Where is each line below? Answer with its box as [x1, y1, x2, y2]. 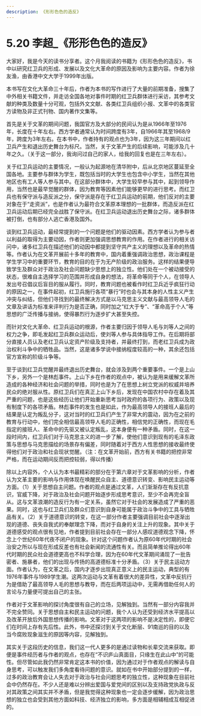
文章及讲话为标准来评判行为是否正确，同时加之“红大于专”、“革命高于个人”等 [6, 303, 194, 310]
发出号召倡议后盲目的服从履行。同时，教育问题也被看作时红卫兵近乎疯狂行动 [6, 280, 195, 287]
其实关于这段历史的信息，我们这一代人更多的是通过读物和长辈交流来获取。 [6, 643, 190, 650]
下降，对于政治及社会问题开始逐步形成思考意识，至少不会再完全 [26, 490, 184, 497]
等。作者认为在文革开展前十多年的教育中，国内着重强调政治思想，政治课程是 [6, 250, 195, 257]
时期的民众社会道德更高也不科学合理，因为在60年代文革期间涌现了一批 [11, 550, 186, 557]
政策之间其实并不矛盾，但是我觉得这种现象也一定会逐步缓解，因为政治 [16, 688, 190, 695]
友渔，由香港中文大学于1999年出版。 [6, 72, 97, 80]
